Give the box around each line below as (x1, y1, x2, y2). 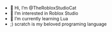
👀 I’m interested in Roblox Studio (10, 10, 78, 16)
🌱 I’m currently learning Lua (10, 16, 68, 21)
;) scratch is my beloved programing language (10, 21, 107, 27)
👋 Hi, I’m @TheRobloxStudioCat (10, 5, 76, 11)
